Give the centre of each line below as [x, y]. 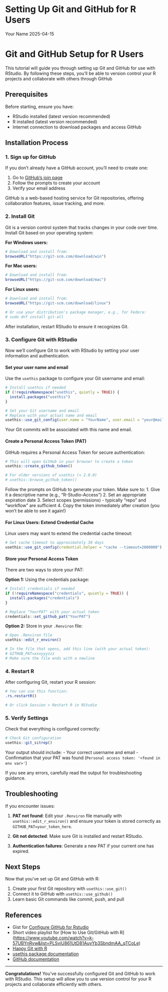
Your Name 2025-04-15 [30, 34]
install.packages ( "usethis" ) [40, 397]
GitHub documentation [36, 959]
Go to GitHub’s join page [37, 178]
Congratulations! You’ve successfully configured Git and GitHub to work [80, 974]
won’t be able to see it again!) [35, 511]
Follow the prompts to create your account [56, 183]
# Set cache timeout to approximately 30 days [54, 543]
